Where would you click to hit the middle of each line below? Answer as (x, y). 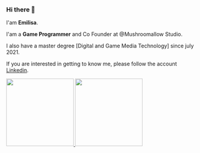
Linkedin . (17, 70)
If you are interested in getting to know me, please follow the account (92, 64)
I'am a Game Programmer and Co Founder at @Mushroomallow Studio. (94, 34)
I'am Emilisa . (22, 23)
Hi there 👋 (21, 10)
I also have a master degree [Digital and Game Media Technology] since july (100, 46)
